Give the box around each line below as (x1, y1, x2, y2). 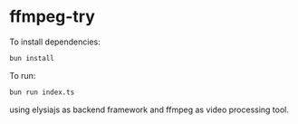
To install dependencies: (9, 36, 101, 47)
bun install (9, 53, 54, 62)
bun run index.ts (9, 88, 75, 97)
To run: (9, 70, 36, 81)
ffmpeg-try (9, 6, 95, 27)
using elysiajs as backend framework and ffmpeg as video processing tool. (9, 104, 290, 115)
